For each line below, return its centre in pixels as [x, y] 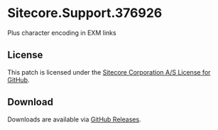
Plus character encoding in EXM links [62, 33]
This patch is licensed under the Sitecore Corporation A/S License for [109, 72]
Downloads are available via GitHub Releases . [74, 119]
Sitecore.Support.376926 [85, 13]
